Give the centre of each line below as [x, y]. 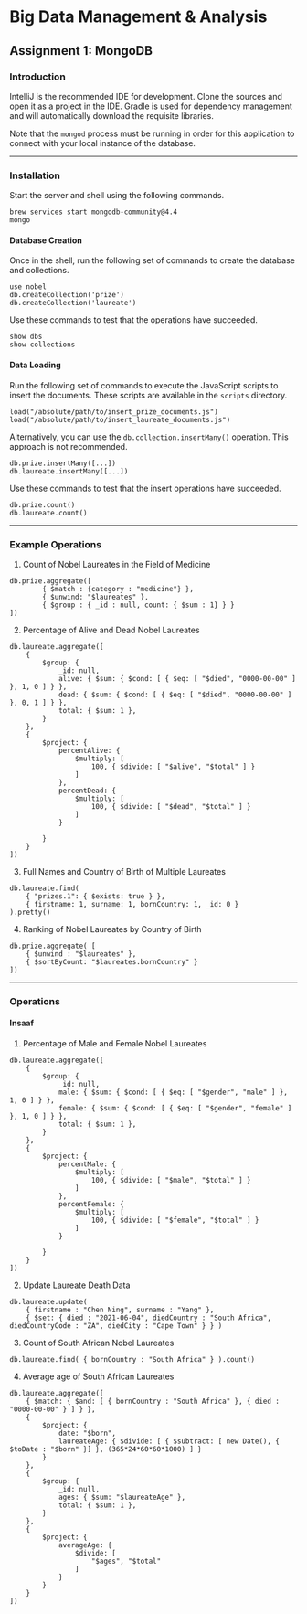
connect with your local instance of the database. [103, 143]
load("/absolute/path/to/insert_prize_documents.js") [114, 412]
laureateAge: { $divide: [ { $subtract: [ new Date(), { [169, 1441]
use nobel [28, 287]
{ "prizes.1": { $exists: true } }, [96, 896]
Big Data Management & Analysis [138, 17]
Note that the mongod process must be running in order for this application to [152, 133]
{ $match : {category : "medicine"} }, [118, 589]
